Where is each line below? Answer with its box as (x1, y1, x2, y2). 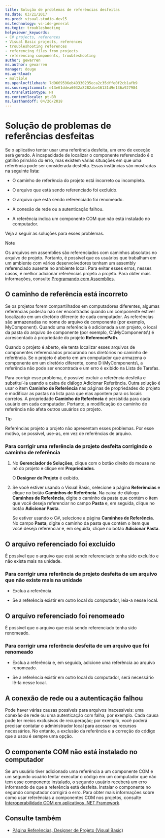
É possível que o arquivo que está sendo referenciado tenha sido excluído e (5, 553, 159, 559)
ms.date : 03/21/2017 (5, 12, 48, 17)
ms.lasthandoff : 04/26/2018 (5, 99, 63, 104)
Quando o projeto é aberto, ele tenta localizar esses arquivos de (5, 344, 135, 350)
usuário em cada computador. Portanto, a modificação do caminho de (5, 401, 147, 407)
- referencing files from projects (5, 48, 78, 53)
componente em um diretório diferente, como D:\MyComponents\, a (5, 360, 143, 365)
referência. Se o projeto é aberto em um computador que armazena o (5, 355, 146, 361)
